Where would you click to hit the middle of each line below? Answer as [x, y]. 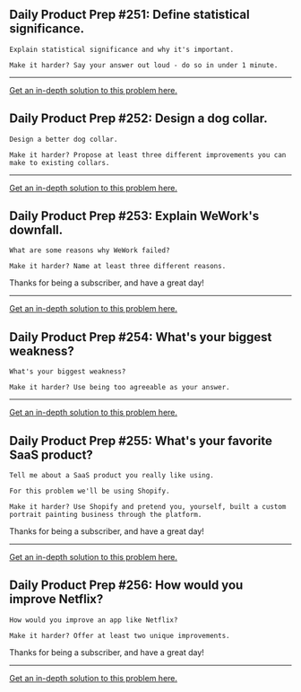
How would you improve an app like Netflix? [94, 620]
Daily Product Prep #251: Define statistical [129, 15]
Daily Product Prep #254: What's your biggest [141, 337]
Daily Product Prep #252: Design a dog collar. [138, 119]
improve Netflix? [56, 599]
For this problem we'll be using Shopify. [90, 491]
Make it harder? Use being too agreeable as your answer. [120, 388]
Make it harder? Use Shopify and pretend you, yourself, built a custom [148, 507]
